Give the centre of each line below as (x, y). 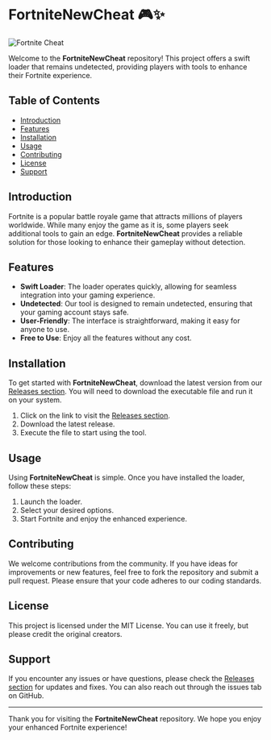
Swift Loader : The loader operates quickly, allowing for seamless (128, 287)
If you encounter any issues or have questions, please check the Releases (131, 679)
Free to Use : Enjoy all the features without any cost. (106, 338)
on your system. (35, 400)
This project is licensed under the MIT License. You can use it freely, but (128, 626)
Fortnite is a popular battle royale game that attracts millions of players (126, 216)
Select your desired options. (67, 510)
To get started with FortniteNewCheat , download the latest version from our (135, 383)
